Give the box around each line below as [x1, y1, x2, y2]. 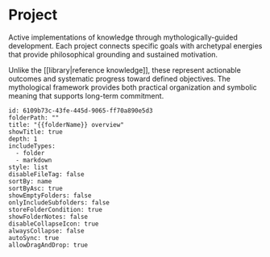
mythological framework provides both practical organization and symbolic [8, 82, 258, 92]
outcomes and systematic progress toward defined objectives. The [8, 74, 231, 83]
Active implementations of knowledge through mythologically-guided [8, 32, 238, 42]
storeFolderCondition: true [8, 205, 103, 213]
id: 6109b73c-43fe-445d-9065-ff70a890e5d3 [8, 107, 153, 115]
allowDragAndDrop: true [8, 241, 89, 249]
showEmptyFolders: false [8, 192, 92, 200]
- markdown [15, 156, 52, 164]
